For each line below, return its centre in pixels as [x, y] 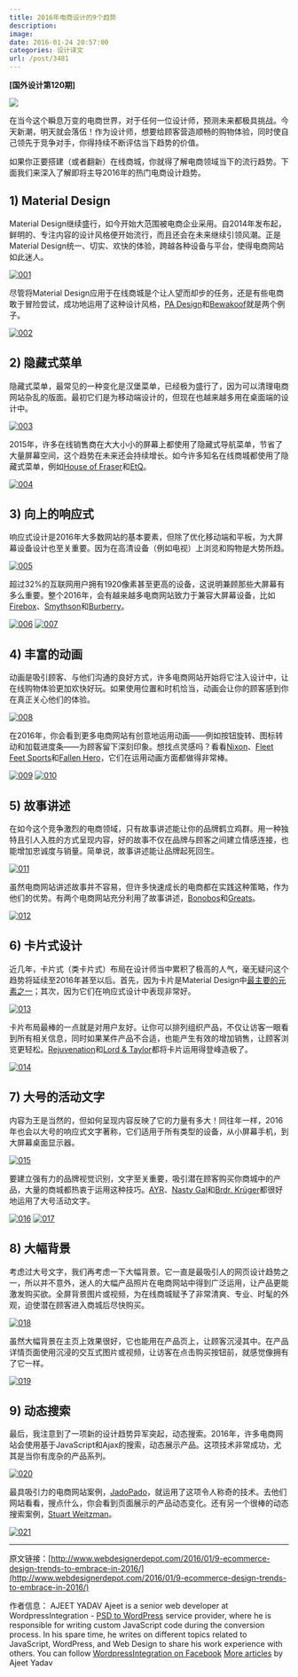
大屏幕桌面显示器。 [44, 1142]
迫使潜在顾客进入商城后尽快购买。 [86, 1304]
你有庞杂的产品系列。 [71, 1456]
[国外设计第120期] [42, 85]
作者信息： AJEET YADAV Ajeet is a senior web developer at [119, 1606]
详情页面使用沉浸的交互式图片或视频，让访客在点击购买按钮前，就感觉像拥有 [149, 1352]
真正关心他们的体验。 [55, 700]
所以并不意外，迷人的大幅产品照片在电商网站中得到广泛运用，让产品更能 [157, 1282]
